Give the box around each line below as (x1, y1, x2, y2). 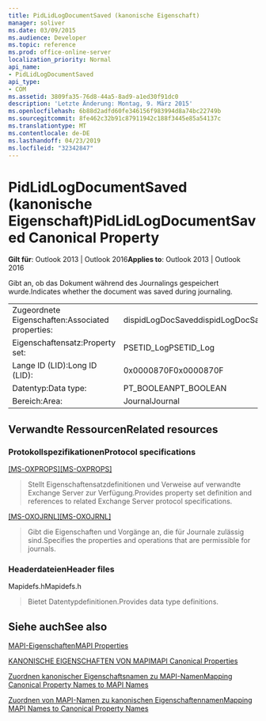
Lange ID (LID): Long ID (12, 360, 97, 371)
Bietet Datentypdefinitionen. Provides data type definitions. (27, 597, 219, 606)
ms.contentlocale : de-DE (8, 129, 90, 137)
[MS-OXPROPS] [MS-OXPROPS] (8, 465, 112, 473)
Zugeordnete (12, 305, 61, 316)
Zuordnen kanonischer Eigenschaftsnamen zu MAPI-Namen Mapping (8, 672, 233, 681)
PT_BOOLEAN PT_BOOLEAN (123, 383, 227, 394)
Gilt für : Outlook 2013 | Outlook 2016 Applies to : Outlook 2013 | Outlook (8, 255, 241, 264)
